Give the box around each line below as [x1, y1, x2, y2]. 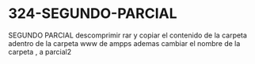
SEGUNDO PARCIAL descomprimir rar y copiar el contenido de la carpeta [8, 30, 248, 40]
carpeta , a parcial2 [8, 47, 72, 56]
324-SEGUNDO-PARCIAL [8, 5, 177, 23]
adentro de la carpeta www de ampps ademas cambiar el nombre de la [8, 38, 241, 48]
